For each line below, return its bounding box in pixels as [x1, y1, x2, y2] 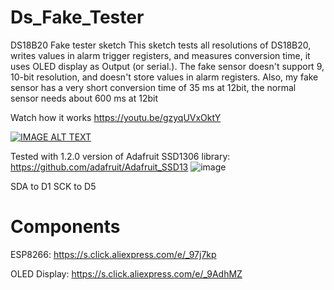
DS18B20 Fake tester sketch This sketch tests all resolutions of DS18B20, [10, 39, 312, 51]
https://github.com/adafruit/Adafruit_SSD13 [10, 161, 189, 173]
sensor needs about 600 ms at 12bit [10, 92, 158, 104]
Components [10, 216, 121, 238]
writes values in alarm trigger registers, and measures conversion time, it [10, 49, 311, 61]
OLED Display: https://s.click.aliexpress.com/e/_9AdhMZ [10, 267, 243, 280]
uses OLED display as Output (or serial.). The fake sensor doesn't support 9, [10, 60, 325, 72]
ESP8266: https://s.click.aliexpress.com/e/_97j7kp [10, 248, 217, 260]
